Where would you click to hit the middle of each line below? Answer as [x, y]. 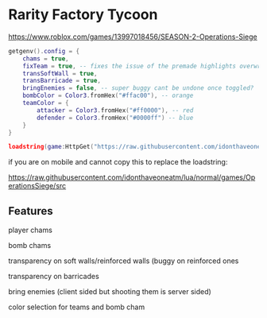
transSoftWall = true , [60, 73]
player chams [31, 230]
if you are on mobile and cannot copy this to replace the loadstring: [118, 162]
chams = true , [46, 58]
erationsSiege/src [37, 186]
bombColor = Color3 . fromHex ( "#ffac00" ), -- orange [108, 96]
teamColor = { [46, 103]
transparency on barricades [54, 277]
